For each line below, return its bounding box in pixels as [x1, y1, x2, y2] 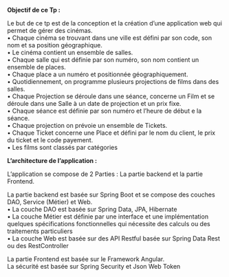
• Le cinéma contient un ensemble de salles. [7, 48, 133, 56]
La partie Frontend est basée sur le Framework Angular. [7, 255, 165, 263]
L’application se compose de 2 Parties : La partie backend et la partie [7, 170, 203, 178]
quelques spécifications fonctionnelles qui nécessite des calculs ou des [7, 220, 211, 228]
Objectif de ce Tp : [7, 6, 61, 14]
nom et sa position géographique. [7, 41, 103, 49]
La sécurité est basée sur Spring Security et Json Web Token [7, 263, 181, 270]
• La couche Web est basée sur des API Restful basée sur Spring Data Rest [7, 234, 220, 243]
